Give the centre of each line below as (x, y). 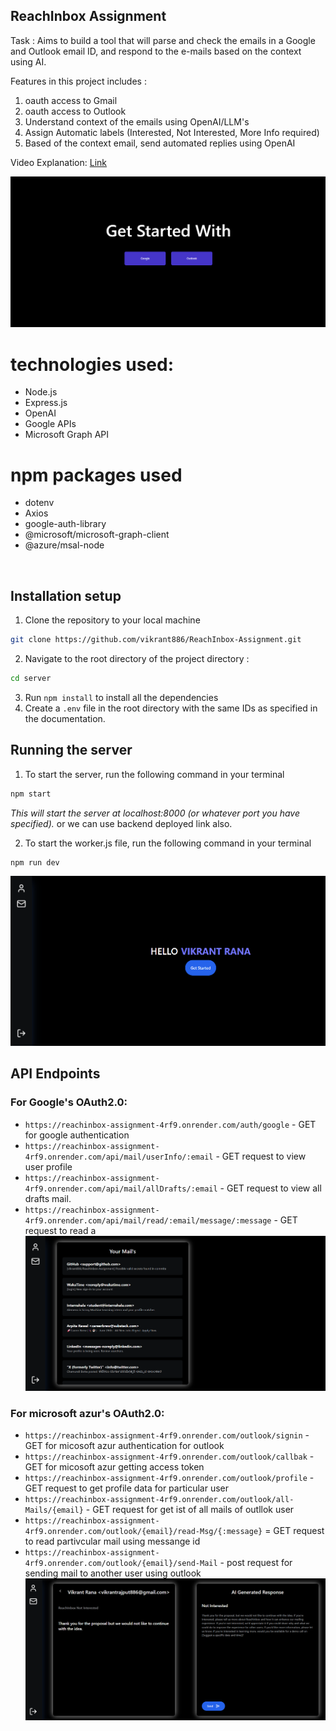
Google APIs (50, 424)
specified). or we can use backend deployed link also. (121, 823)
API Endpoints (55, 1074)
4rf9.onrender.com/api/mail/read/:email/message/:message (148, 1220)
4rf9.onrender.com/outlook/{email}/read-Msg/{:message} (143, 1532)
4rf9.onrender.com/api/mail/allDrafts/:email (121, 1189)
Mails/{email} (54, 1510)
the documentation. (65, 718)
